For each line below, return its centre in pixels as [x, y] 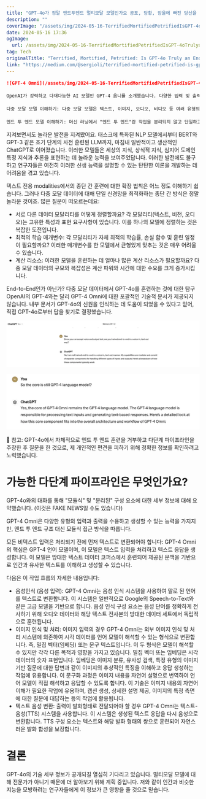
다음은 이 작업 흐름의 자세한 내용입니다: [53, 577]
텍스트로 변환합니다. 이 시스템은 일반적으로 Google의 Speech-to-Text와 [108, 598]
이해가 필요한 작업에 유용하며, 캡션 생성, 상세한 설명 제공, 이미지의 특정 [99, 690]
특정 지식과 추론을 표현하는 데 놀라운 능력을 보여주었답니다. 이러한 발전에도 [96, 157]
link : [13, 64]
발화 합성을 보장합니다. [54, 729]
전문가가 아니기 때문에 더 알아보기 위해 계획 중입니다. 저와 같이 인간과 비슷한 [103, 782]
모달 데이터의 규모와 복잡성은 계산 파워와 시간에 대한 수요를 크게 [98, 268]
